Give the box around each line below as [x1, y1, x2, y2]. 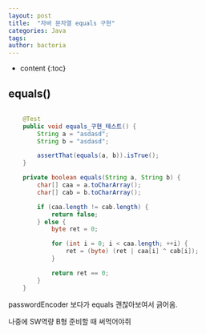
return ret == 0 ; [50, 269, 110, 277]
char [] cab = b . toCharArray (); [37, 188, 142, 196]
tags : [8, 34, 26, 42]
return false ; [50, 210, 99, 219]
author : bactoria [8, 42, 67, 50]
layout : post [8, 11, 52, 20]
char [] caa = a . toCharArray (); [37, 181, 142, 189]
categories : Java [8, 26, 67, 34]
